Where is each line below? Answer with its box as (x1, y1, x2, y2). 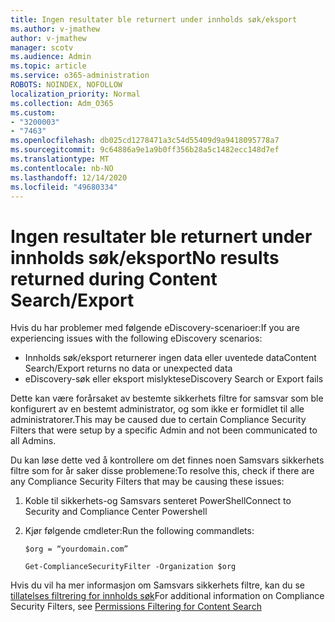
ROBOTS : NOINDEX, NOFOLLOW (10, 80, 123, 90)
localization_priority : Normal (10, 89, 141, 99)
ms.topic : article (10, 61, 87, 71)
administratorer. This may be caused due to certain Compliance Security (10, 414, 307, 426)
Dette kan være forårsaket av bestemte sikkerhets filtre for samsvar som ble (10, 392, 324, 405)
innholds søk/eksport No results (10, 246, 280, 269)
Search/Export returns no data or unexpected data (24, 362, 233, 375)
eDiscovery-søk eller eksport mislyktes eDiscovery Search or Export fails (24, 373, 324, 385)
